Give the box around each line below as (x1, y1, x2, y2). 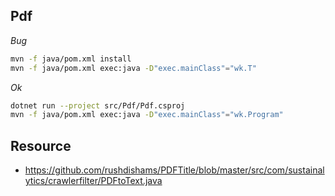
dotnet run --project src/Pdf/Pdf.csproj (10, 100, 186, 111)
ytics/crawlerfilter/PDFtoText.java (24, 175, 163, 187)
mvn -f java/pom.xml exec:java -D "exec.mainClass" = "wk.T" (10, 63, 257, 73)
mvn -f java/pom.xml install (10, 54, 132, 64)
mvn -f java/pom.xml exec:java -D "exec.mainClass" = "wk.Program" (10, 110, 284, 120)
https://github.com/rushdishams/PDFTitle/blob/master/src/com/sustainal (24, 164, 325, 176)
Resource (10, 137, 72, 154)
